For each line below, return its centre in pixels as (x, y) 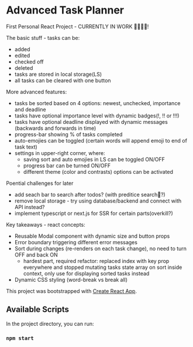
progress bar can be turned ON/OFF (67, 166)
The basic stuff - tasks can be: (43, 38)
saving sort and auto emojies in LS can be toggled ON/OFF (94, 159)
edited (22, 55)
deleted (24, 68)
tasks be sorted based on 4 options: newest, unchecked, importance (97, 103)
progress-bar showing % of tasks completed (68, 134)
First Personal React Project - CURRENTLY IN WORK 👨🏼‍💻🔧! (77, 26)
